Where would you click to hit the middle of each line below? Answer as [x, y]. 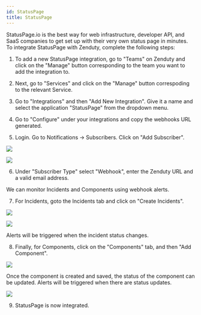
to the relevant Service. [44, 89]
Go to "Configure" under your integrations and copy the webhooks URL [103, 119]
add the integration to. [42, 71]
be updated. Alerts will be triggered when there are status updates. [89, 282]
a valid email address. [42, 178]
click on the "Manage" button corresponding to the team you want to [100, 65]
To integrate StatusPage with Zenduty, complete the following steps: [91, 47]
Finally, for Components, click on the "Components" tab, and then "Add [103, 247]
